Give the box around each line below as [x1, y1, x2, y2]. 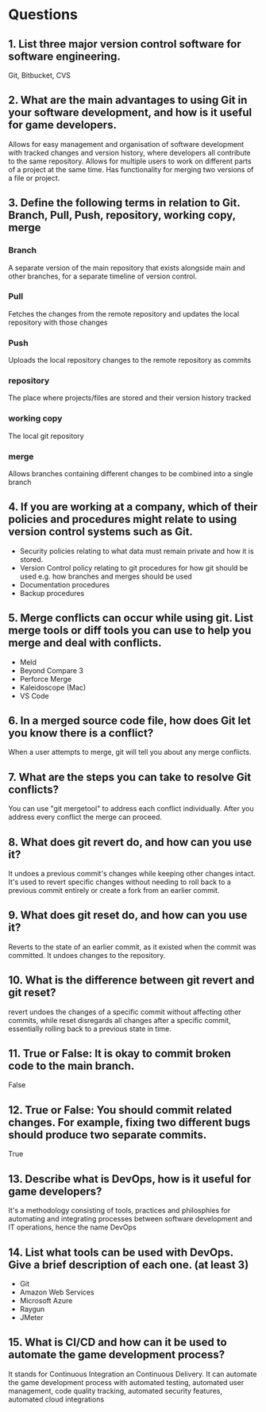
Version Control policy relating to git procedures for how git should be [19, 563, 249, 572]
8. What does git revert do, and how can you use [8, 835, 253, 848]
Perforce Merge [19, 674, 72, 683]
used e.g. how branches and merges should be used [19, 571, 192, 581]
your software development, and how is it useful [8, 106, 253, 120]
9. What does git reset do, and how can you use [8, 909, 248, 922]
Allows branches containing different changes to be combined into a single [8, 468, 253, 478]
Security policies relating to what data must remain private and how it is [19, 546, 254, 556]
